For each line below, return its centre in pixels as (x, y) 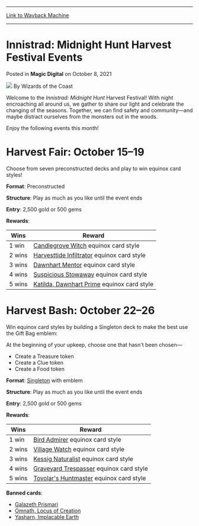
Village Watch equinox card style (79, 449)
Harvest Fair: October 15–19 (76, 152)
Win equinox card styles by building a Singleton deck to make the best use (97, 327)
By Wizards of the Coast (43, 86)
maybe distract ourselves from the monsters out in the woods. (82, 116)
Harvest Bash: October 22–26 (81, 311)
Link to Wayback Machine (38, 15)
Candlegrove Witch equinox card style (87, 245)
